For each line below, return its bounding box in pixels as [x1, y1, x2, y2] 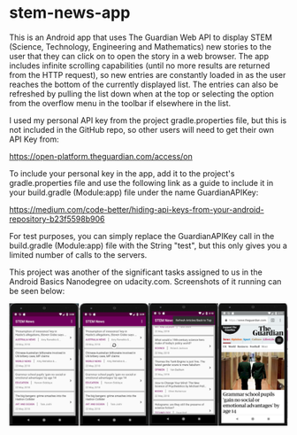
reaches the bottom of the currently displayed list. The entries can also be [9, 79, 278, 89]
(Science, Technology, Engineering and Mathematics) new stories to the [9, 41, 272, 51]
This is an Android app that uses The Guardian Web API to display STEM [9, 32, 272, 43]
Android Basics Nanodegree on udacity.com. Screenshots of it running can [9, 276, 282, 286]
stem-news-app [9, 3, 131, 23]
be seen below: [9, 285, 65, 296]
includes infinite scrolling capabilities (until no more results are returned [9, 60, 270, 71]
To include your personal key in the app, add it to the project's [9, 167, 235, 179]
